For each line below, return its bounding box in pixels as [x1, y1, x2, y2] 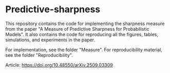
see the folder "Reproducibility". [5, 52, 73, 58]
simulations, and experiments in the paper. [5, 37, 95, 43]
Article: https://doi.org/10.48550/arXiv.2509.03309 [5, 62, 113, 68]
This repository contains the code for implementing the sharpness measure [5, 20, 165, 27]
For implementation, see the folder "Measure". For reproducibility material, [5, 46, 163, 53]
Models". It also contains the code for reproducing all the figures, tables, [5, 31, 158, 37]
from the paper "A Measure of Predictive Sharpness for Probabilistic [5, 26, 149, 32]
